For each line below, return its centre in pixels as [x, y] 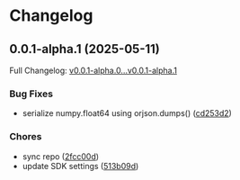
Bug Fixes [31, 94]
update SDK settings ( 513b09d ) [80, 166]
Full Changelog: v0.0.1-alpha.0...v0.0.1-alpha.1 [93, 70]
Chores [26, 137]
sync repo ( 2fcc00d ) [61, 156]
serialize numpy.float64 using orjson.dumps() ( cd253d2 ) [127, 113]
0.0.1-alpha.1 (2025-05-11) [84, 49]
